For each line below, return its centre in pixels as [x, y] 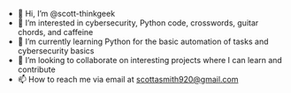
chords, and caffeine [55, 32]
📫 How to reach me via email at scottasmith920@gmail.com [128, 79]
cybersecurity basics [56, 51]
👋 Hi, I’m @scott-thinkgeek [66, 14]
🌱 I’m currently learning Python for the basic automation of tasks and [143, 41]
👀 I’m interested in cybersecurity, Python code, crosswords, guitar [138, 23]
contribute [36, 69]
